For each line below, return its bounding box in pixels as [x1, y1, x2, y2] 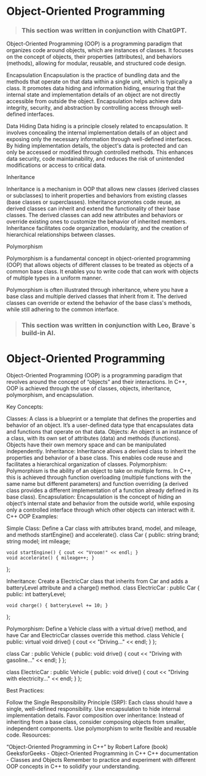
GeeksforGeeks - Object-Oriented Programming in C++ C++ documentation [6, 750, 198, 757]
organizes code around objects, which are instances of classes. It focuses [6, 47, 194, 54]
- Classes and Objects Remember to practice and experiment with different [6, 756, 196, 764]
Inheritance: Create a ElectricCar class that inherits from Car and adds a [6, 578, 188, 585]
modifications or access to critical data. [6, 161, 106, 169]
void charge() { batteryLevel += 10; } [6, 602, 109, 609]
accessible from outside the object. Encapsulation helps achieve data [6, 98, 182, 105]
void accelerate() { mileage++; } [6, 555, 95, 561]
